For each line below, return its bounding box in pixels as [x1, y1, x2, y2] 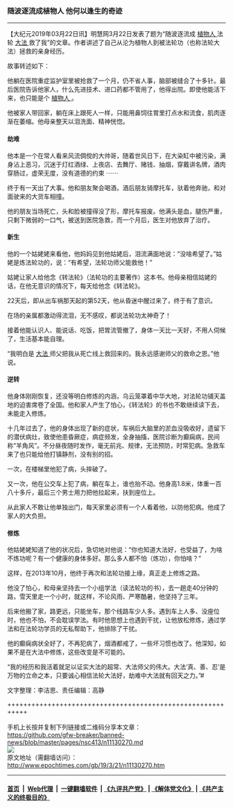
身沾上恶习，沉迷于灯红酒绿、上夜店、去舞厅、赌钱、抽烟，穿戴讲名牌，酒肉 [7, 160, 226, 168]
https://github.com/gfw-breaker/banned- [7, 731, 125, 739]
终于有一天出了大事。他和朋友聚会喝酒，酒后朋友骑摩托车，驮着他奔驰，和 [7, 183, 220, 192]
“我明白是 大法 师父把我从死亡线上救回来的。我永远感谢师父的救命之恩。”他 [7, 349, 220, 357]
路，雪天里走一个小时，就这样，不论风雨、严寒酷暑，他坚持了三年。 [7, 592, 202, 601]
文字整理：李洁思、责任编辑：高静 [7, 686, 105, 695]
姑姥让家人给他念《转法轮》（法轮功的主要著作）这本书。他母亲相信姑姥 [7, 273, 211, 281]
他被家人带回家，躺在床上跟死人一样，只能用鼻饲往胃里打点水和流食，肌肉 [7, 109, 220, 117]
